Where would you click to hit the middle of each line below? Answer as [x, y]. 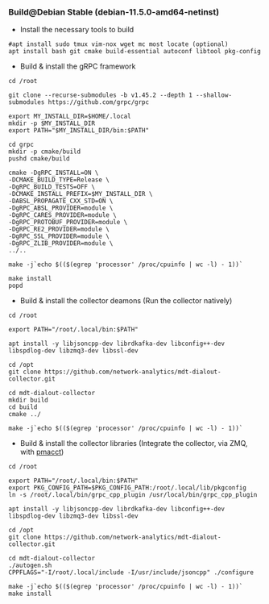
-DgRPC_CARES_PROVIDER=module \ [62, 215]
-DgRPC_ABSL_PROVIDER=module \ [61, 208]
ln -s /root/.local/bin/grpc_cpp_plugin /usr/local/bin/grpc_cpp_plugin [133, 495]
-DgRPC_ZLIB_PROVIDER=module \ [61, 244]
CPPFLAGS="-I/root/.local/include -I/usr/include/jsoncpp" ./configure [131, 573]
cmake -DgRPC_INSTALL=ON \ [54, 173]
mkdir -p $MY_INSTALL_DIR [52, 123]
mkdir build [28, 400]
